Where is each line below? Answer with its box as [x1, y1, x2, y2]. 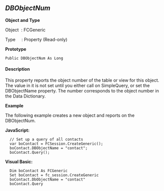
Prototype [5, 46, 26, 52]
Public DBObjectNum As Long [5, 56, 64, 61]
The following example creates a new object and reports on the [5, 112, 135, 118]
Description [5, 66, 30, 72]
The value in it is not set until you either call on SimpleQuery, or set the [5, 83, 150, 89]
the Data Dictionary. [5, 93, 46, 99]
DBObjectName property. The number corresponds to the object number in [5, 88, 159, 94]
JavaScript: [5, 127, 30, 133]
